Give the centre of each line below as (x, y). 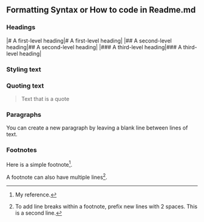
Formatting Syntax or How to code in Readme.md (101, 10)
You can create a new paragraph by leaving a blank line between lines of (97, 128)
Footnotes (22, 150)
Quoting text (25, 86)
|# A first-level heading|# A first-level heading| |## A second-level (89, 40)
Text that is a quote (45, 99)
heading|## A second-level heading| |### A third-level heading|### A (94, 47)
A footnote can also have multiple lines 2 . (57, 177)
